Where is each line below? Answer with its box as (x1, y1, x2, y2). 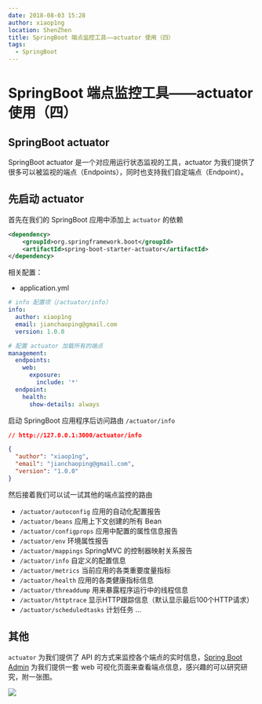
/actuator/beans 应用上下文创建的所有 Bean (19, 516, 162, 526)
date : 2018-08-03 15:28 (8, 11, 86, 20)
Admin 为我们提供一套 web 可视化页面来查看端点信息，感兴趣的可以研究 (8, 662, 241, 672)
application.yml (19, 284, 69, 293)
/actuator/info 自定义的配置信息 (19, 555, 126, 565)
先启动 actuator (8, 192, 85, 206)
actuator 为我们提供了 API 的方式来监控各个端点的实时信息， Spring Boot (8, 652, 243, 662)
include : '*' (36, 379, 79, 387)
